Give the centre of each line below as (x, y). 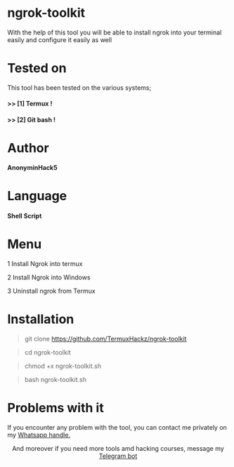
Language (37, 196)
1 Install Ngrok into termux (45, 263)
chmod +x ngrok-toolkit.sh (63, 366)
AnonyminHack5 (32, 167)
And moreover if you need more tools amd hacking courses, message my (118, 448)
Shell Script (25, 216)
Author (28, 148)
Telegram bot (118, 456)
